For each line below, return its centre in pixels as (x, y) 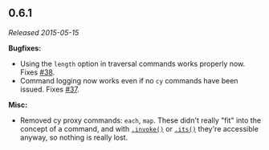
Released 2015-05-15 (44, 32)
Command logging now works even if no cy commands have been (129, 80)
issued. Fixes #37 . (50, 89)
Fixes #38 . (37, 72)
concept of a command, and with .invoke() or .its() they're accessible (139, 128)
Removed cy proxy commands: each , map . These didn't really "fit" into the (141, 120)
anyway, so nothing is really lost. (74, 137)
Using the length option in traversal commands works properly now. (132, 63)
